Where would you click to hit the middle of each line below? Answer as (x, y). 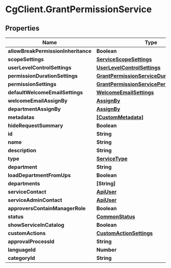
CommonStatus (116, 217)
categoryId (22, 258)
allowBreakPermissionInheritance (50, 51)
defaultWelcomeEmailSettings (45, 92)
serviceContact (27, 192)
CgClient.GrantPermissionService (79, 9)
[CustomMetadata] (120, 117)
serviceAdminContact (35, 200)
